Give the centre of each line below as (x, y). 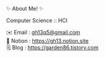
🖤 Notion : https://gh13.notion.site (47, 41)
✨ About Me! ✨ (25, 9)
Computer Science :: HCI (37, 20)
